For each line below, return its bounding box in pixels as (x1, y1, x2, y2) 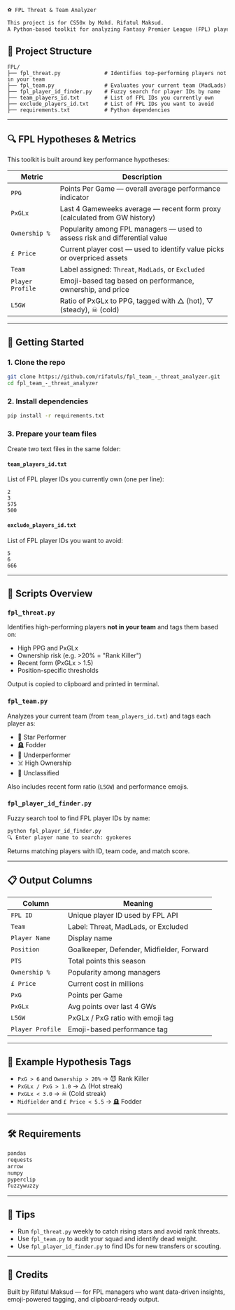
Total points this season (67, 956, 145, 966)
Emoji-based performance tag (67, 1024, 168, 1034)
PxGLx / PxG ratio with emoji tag (67, 1013, 173, 1023)
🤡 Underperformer (17, 751, 71, 759)
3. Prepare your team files (7, 429, 97, 439)
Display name (67, 933, 113, 943)
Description (122, 172, 162, 182)
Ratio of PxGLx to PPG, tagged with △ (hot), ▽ (59, 296, 213, 306)
